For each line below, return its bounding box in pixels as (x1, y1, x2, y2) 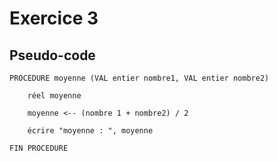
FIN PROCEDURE (9, 143, 69, 153)
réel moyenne (27, 91, 82, 101)
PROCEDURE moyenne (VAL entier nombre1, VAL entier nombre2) (9, 73, 270, 83)
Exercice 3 (9, 7, 99, 30)
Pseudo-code (9, 47, 96, 64)
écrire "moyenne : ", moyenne (27, 126, 154, 136)
